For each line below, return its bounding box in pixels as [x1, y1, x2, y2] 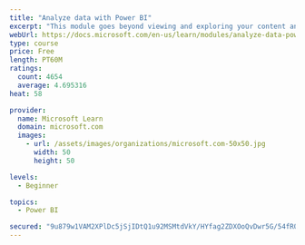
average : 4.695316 [17, 81, 88, 90]
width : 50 [33, 148, 71, 157]
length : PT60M [9, 55, 64, 64]
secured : [9, 222, 43, 231]
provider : [9, 105, 47, 114]
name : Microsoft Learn [17, 114, 103, 123]
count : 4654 [17, 73, 64, 82]
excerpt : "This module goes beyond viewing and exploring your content [9, 22, 286, 31]
